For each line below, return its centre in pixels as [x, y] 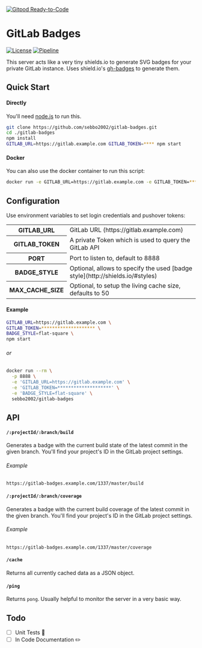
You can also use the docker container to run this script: [76, 171]
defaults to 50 [89, 294]
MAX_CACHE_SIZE [37, 290]
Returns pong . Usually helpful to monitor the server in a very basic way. [94, 599]
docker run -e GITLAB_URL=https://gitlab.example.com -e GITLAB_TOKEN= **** [103, 182]
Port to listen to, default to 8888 [115, 258]
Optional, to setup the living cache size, [125, 286]
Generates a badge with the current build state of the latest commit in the [97, 445]
